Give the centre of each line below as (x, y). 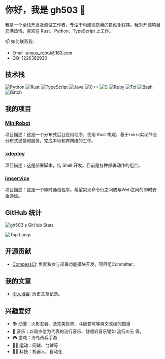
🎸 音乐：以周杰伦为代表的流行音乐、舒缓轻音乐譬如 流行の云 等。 (78, 331)
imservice (17, 178)
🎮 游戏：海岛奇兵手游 (35, 338)
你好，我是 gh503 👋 (46, 10)
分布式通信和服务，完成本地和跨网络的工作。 (50, 141)
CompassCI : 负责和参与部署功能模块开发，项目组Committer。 (75, 264)
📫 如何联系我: (20, 41)
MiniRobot (18, 123)
